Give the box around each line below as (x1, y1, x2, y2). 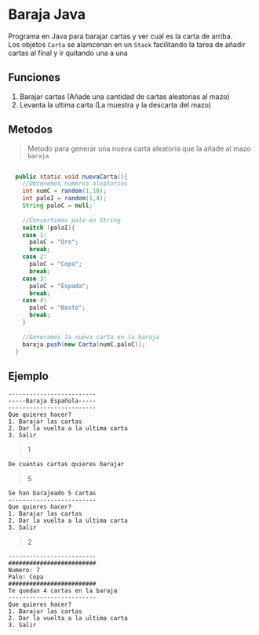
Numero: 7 (8, 567, 41, 575)
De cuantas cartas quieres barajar (8, 461, 125, 469)
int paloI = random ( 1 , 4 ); (22, 195, 108, 203)
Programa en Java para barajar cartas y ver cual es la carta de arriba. (8, 31, 233, 41)
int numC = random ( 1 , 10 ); (22, 187, 108, 195)
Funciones (8, 71, 61, 84)
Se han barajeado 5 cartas (8, 489, 97, 498)
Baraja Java (8, 5, 86, 24)
